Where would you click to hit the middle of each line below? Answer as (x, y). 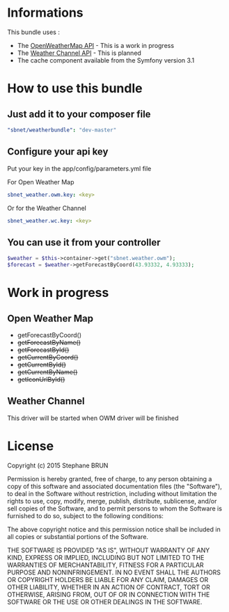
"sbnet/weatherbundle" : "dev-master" (62, 130)
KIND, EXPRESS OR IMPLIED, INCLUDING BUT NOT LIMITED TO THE (106, 557)
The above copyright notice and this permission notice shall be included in (114, 529)
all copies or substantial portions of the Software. (78, 536)
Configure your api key (58, 152)
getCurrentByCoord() (48, 357)
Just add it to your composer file (79, 114)
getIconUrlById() (41, 379)
